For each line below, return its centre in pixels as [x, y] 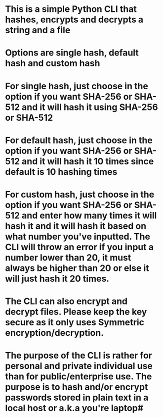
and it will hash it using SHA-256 [90, 107]
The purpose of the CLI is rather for [79, 356]
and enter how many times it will [89, 215]
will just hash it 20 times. [57, 279]
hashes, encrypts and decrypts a [74, 20]
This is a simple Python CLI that [71, 9]
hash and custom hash [53, 63]
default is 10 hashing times [61, 172]
